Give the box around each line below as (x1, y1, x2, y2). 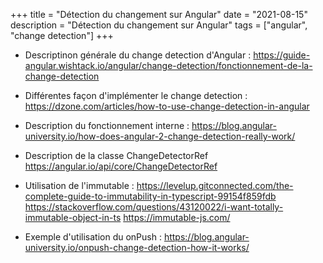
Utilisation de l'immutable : (24, 180, 135, 191)
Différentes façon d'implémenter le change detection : (24, 90, 248, 101)
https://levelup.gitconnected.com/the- (136, 180, 294, 191)
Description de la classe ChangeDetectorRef (24, 150, 209, 161)
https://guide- (253, 49, 311, 61)
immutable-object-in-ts (24, 212, 122, 223)
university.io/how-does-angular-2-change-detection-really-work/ (24, 130, 296, 142)
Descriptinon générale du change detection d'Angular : (24, 49, 252, 61)
